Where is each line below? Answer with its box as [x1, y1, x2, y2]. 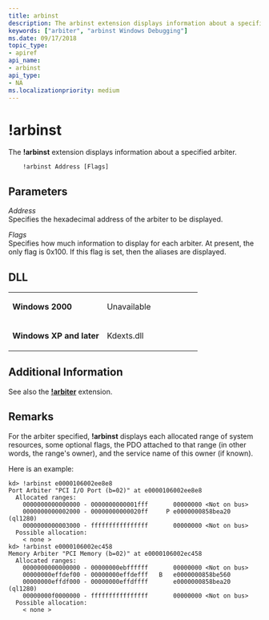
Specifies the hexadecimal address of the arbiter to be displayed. [8, 214, 223, 225]
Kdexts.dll [106, 330, 144, 341]
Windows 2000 [12, 301, 72, 312]
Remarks [8, 410, 54, 423]
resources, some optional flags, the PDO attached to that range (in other [8, 440, 247, 449]
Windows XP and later [12, 330, 99, 341]
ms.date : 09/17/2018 [8, 34, 78, 43]
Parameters [8, 184, 68, 198]
